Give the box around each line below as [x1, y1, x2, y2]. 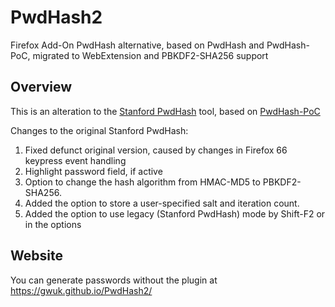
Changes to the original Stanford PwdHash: [10, 124, 189, 136]
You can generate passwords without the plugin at [10, 274, 218, 286]
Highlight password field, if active [24, 165, 163, 177]
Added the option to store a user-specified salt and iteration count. [24, 197, 300, 209]
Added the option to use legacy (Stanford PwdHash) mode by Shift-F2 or [24, 207, 326, 220]
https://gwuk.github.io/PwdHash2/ [10, 284, 153, 296]
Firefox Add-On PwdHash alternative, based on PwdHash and [10, 39, 265, 51]
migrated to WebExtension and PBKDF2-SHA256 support [32, 49, 269, 61]
